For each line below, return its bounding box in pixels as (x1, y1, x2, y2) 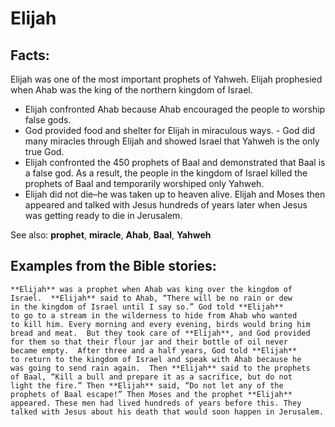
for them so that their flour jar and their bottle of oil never (10, 337, 288, 347)
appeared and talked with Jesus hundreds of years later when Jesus (24, 199, 308, 211)
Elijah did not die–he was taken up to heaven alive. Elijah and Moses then (24, 188, 326, 200)
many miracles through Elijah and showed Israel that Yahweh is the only (24, 135, 320, 147)
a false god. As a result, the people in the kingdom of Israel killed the (24, 167, 308, 179)
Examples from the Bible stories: (10, 258, 217, 275)
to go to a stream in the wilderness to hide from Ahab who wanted (10, 310, 298, 321)
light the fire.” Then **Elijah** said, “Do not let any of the (10, 380, 284, 391)
